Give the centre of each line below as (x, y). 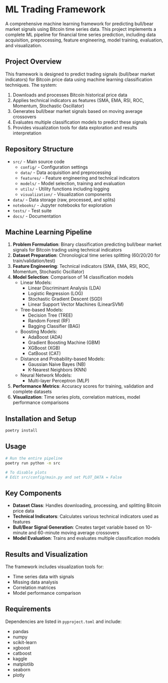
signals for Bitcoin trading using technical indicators (67, 250)
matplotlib (23, 664)
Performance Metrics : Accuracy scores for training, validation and (83, 386)
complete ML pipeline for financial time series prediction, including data (81, 34)
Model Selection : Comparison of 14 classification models (73, 277)
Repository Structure (40, 149)
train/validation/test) (34, 261)
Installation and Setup (41, 418)
